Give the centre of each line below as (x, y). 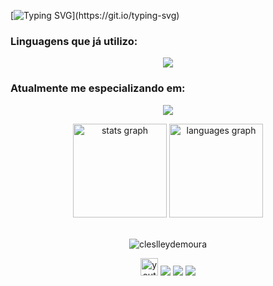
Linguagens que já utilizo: (74, 41)
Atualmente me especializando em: (98, 88)
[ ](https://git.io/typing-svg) (95, 15)
